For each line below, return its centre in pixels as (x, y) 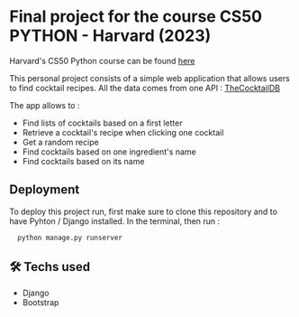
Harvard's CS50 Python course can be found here (102, 61)
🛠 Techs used (50, 267)
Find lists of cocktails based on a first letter (102, 123)
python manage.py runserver (70, 238)
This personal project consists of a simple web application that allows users (149, 78)
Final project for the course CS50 (136, 17)
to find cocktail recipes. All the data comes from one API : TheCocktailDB (145, 88)
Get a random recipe (60, 142)
